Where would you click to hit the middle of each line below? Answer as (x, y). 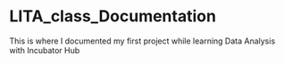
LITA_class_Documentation (113, 16)
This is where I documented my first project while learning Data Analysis (142, 41)
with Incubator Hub (45, 50)
